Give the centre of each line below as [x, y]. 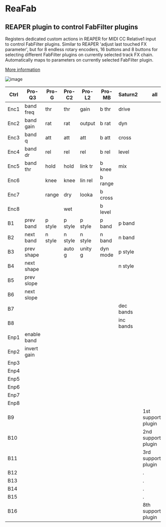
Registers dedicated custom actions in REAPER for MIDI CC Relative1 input [81, 39]
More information [23, 69]
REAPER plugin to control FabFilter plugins [72, 27]
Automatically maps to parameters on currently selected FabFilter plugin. [79, 60]
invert [31, 349]
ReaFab [21, 9]
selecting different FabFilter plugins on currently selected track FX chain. [79, 55]
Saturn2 [128, 95]
